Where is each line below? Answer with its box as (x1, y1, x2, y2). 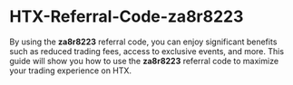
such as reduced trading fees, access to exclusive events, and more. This (9, 45, 284, 56)
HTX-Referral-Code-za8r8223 (9, 6, 244, 27)
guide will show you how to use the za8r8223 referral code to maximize (9, 55, 279, 66)
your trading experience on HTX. (9, 65, 132, 76)
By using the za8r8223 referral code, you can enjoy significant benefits (9, 36, 278, 47)
